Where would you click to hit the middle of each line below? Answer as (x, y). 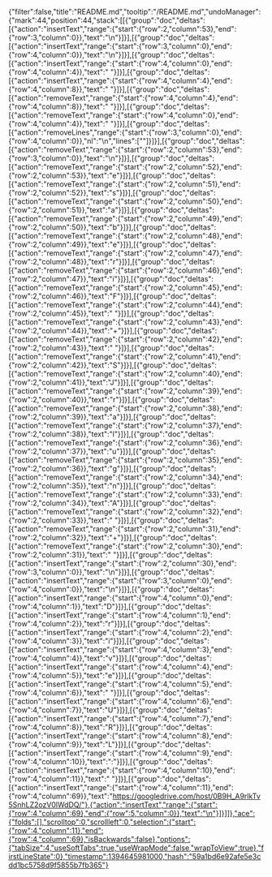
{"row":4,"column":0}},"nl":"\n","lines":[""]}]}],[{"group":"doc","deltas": (127, 141)
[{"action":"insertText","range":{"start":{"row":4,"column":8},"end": (121, 736)
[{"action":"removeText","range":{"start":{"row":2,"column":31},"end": (125, 529)
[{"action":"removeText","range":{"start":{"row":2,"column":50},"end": (125, 201)
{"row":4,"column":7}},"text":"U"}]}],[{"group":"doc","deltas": (110, 710)
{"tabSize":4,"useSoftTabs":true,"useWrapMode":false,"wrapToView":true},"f (136, 848)
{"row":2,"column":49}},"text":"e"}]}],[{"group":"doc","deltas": (112, 244)
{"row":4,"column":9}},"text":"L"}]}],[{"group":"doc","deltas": (110, 744)
